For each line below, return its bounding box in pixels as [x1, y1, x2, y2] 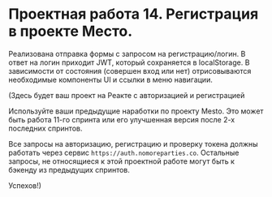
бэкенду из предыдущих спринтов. [8, 165, 130, 174]
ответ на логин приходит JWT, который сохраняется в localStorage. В [8, 58, 250, 67]
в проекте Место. [8, 22, 133, 41]
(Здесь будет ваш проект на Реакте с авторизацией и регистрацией [8, 90, 245, 100]
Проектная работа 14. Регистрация [8, 5, 259, 24]
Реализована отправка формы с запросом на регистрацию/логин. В [8, 49, 246, 58]
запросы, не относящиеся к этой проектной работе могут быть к [8, 156, 235, 166]
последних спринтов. [8, 123, 83, 133]
